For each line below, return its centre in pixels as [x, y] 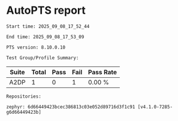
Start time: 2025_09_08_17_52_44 [48, 26]
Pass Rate [102, 72]
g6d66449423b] [24, 112]
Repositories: [24, 96]
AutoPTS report [46, 10]
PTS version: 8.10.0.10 [36, 47]
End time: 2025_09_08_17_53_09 [45, 37]
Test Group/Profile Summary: [43, 58]
